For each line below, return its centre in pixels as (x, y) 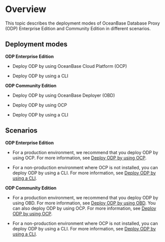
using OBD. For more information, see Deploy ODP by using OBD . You (84, 203)
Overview (26, 9)
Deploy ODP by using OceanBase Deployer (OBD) (63, 95)
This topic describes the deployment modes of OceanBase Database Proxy (82, 23)
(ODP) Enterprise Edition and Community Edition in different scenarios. (78, 28)
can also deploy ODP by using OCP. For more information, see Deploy (84, 208)
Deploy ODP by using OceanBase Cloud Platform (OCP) (70, 66)
